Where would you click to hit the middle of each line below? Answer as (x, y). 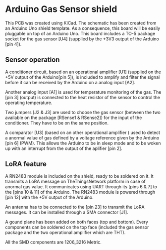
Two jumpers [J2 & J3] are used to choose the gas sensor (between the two (83, 112)
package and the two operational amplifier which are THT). (65, 232)
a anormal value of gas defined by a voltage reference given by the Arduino (82, 137)
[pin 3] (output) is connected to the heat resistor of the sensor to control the (83, 97)
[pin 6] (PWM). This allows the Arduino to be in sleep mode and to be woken (83, 143)
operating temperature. (29, 103)
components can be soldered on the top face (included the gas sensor (77, 227)
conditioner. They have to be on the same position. (57, 123)
